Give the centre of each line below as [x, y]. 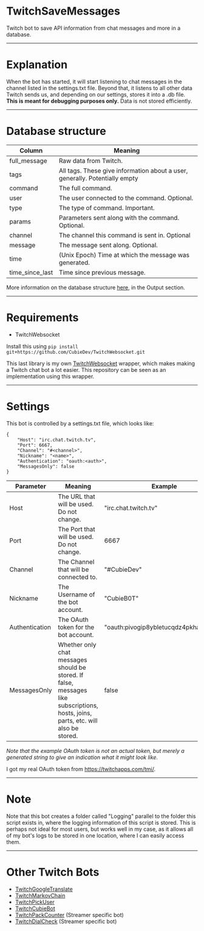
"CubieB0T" [121, 598]
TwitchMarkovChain [40, 895]
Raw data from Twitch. [91, 160]
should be [72, 667]
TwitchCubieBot [35, 908]
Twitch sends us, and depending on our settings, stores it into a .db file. [96, 94]
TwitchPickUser [35, 902]
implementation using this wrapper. [50, 376]
